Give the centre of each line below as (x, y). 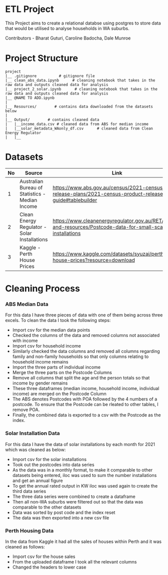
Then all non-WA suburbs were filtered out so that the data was (78, 501)
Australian (31, 181)
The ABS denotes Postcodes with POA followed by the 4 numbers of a (85, 399)
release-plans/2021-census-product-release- (109, 193)
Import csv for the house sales (44, 556)
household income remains (40, 362)
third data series (29, 491)
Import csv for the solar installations (49, 459)
